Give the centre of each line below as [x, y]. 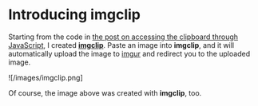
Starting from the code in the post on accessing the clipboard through [123, 37]
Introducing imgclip [75, 15]
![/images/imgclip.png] [46, 77]
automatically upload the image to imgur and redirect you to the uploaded [129, 53]
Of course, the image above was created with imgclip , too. [105, 92]
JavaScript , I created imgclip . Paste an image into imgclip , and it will [121, 45]
